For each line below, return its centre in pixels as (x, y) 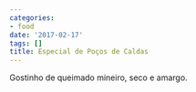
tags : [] (26, 43)
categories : (32, 18)
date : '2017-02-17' (46, 35)
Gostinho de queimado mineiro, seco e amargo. (99, 77)
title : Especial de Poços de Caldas (79, 52)
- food (22, 26)
